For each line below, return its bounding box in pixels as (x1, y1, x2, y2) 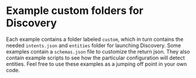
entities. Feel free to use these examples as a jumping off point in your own (6, 60, 187, 68)
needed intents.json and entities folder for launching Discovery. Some (6, 42, 181, 49)
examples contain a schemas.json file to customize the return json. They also (6, 48, 190, 55)
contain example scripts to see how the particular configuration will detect (6, 54, 185, 61)
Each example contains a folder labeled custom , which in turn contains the (6, 36, 184, 42)
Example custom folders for (6, 4, 143, 17)
